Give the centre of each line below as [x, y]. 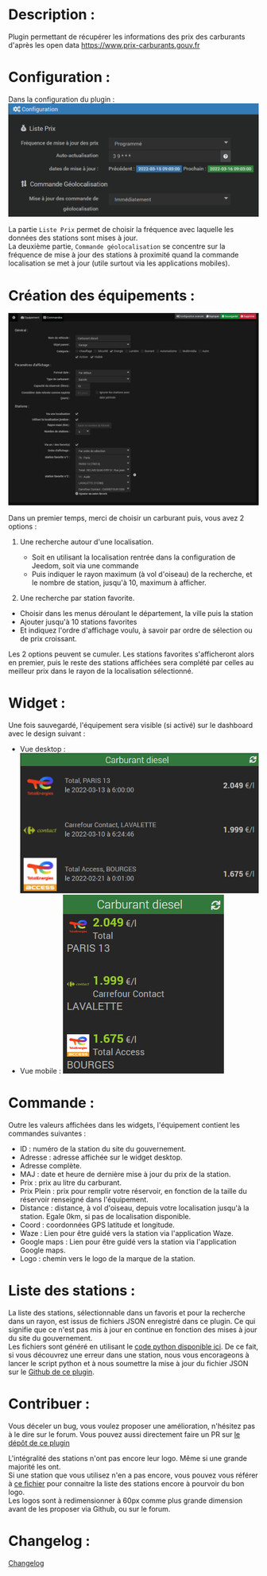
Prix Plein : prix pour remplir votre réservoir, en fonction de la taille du [133, 1191]
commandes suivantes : [47, 1133]
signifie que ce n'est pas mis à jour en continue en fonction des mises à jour [133, 1330]
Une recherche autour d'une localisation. [87, 542]
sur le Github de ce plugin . [52, 1372]
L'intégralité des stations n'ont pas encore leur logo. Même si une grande [128, 1458]
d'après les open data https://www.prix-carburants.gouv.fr [104, 45]
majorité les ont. [35, 1466]
